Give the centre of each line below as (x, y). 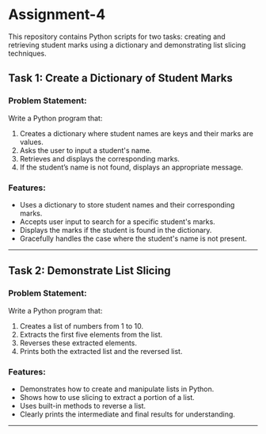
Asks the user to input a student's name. (85, 150)
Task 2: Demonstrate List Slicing (89, 271)
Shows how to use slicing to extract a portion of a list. (107, 397)
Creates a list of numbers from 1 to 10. (82, 325)
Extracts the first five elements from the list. (91, 334)
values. (31, 142)
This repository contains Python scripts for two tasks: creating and (117, 36)
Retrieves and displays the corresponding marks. (100, 158)
